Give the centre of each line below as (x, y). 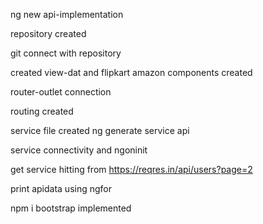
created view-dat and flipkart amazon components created (131, 72)
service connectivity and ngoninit (79, 150)
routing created (42, 111)
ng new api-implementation (67, 14)
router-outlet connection (61, 92)
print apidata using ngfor (61, 188)
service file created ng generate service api (100, 130)
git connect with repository (66, 53)
